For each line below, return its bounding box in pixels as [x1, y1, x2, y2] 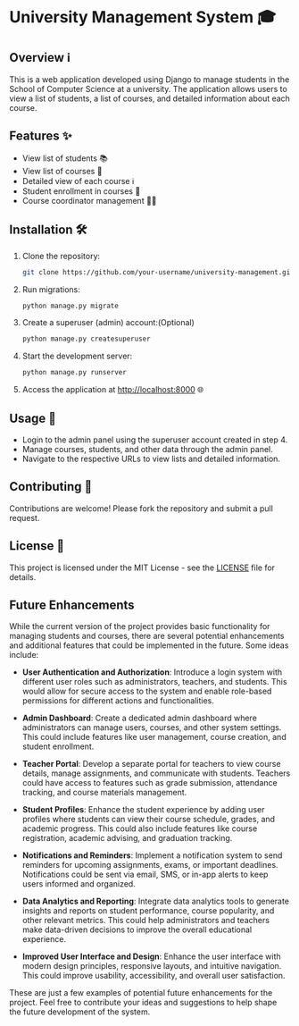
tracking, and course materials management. [21, 787, 187, 798]
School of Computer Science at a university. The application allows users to [9, 84, 287, 94]
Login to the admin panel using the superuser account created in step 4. [21, 434, 288, 445]
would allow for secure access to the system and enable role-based [21, 685, 272, 697]
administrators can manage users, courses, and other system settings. [21, 722, 282, 733]
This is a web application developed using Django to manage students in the [9, 74, 290, 85]
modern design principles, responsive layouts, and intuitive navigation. [21, 961, 282, 971]
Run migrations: [21, 283, 80, 295]
